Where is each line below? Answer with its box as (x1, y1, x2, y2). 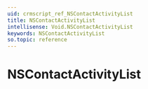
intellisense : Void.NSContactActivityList (7, 23, 133, 30)
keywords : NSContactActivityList (7, 29, 105, 37)
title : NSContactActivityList (7, 17, 96, 24)
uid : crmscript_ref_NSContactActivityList (7, 10, 133, 18)
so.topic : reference (7, 36, 68, 43)
